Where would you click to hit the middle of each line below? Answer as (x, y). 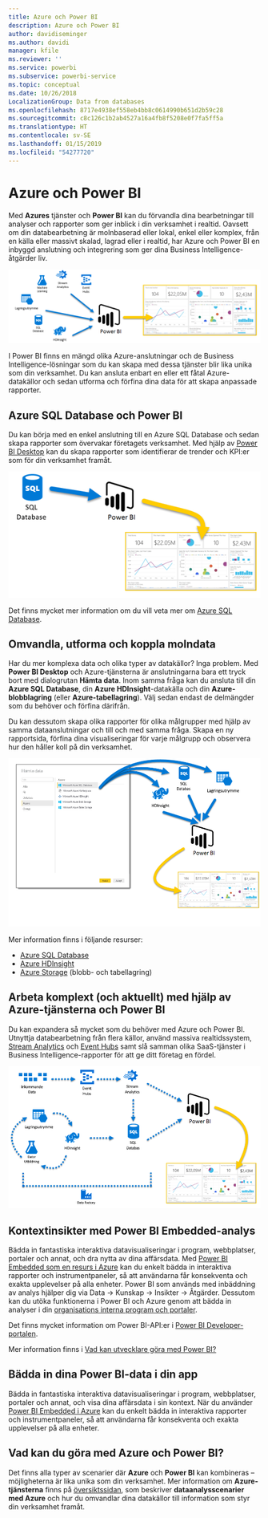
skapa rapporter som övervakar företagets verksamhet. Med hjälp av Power (133, 443)
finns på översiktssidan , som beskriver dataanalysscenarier (145, 1489)
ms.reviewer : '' (35, 59)
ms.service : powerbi (43, 68)
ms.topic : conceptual (44, 84)
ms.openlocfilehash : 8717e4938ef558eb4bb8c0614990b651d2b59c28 (116, 110)
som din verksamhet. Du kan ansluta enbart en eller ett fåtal (107, 373)
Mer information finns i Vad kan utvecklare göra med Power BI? (112, 1349)
